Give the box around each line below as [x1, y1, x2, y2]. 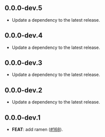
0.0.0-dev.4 [4, 32, 43, 40]
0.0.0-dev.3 [4, 59, 43, 67]
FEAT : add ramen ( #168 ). [11, 127, 63, 133]
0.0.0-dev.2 [4, 86, 43, 94]
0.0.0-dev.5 [4, 4, 43, 12]
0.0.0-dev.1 [4, 113, 41, 122]
